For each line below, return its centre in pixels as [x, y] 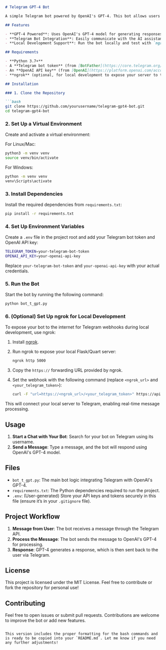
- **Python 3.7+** [24, 61]
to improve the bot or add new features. [45, 621]
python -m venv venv [26, 177]
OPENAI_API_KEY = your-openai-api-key [43, 256]
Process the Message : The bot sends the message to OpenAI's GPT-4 [84, 539]
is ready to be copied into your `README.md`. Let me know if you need [80, 638]
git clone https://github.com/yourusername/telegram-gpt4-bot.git [75, 107]
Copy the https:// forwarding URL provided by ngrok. [67, 370]
